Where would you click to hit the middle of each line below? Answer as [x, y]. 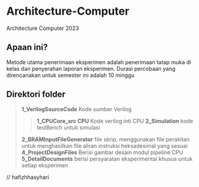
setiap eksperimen [45, 165]
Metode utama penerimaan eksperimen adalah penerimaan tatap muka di [99, 62]
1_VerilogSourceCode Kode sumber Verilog [76, 109]
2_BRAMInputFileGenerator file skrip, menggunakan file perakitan [105, 139]
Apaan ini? [27, 47]
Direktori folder [36, 94]
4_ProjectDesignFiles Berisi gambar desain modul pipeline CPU [102, 152]
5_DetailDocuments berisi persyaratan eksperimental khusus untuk [107, 159]
